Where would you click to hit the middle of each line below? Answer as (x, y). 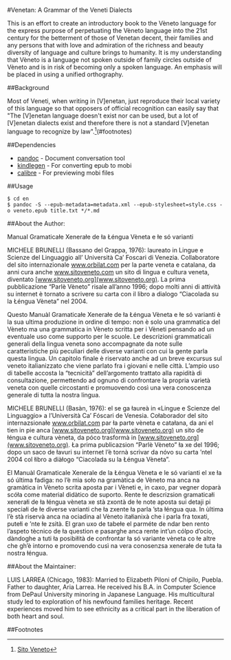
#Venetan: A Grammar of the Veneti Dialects (70, 10)
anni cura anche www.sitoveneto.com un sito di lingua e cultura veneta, (108, 272)
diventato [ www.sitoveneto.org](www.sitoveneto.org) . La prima (96, 279)
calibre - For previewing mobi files (66, 173)
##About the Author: (36, 223)
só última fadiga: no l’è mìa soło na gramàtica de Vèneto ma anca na (103, 480)
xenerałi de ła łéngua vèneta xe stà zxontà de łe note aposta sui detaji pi (109, 502)
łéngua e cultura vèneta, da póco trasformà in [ (74, 437)
